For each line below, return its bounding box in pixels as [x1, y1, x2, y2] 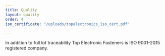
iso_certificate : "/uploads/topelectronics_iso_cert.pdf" [5, 21, 130, 27]
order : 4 [5, 17, 24, 22]
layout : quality [5, 12, 39, 17]
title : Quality [5, 7, 37, 13]
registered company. [5, 45, 48, 51]
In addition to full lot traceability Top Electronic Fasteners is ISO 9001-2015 [5, 40, 160, 46]
